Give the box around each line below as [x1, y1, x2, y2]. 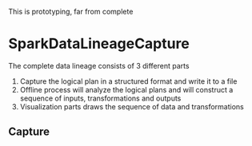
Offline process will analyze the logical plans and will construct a [19, 85, 234, 94]
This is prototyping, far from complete [8, 7, 134, 16]
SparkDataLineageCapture [8, 35, 190, 53]
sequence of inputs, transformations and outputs [19, 93, 182, 103]
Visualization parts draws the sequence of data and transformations [19, 101, 244, 111]
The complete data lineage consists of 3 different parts [8, 61, 190, 70]
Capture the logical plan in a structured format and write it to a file [19, 76, 238, 86]
